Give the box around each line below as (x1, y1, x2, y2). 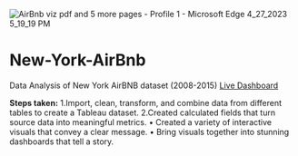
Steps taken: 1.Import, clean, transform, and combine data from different (9, 97, 283, 108)
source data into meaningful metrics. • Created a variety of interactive (9, 116, 273, 127)
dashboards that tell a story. (9, 136, 114, 147)
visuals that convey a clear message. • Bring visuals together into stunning (9, 126, 290, 137)
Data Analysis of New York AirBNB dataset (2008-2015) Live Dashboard (9, 80, 279, 91)
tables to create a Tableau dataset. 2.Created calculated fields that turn (9, 107, 275, 118)
